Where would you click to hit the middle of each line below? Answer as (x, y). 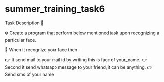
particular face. (21, 40)
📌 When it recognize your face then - (43, 49)
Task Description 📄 (24, 23)
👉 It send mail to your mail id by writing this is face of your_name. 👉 (76, 59)
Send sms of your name (29, 74)
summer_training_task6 (55, 9)
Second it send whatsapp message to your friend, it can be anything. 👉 (79, 67)
